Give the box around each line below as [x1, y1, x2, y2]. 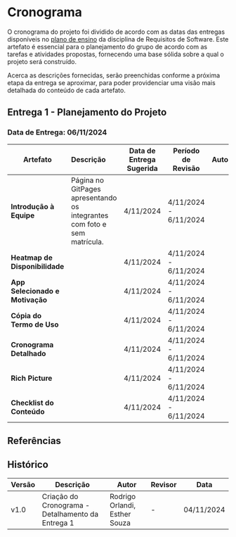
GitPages [71, 184, 101, 194]
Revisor [150, 479, 177, 489]
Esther [110, 509, 131, 519]
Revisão [172, 163, 200, 173]
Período [173, 146, 200, 156]
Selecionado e [11, 286, 60, 296]
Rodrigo [110, 491, 136, 501]
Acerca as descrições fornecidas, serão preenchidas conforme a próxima [7, 71, 221, 80]
